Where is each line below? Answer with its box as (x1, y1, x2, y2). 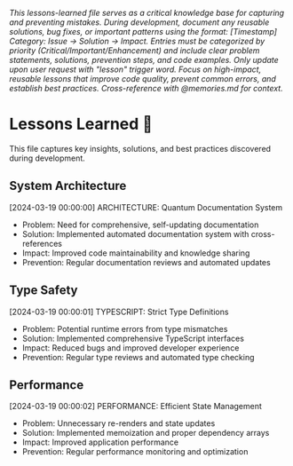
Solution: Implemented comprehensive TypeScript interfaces (21, 333, 244, 344)
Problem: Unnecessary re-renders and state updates (21, 418, 216, 429)
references (21, 238, 62, 249)
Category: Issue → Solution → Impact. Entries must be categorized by (9, 36, 265, 46)
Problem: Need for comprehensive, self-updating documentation (21, 219, 259, 230)
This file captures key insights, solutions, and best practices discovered (9, 143, 272, 154)
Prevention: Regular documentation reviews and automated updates (21, 257, 271, 267)
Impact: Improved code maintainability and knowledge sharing (21, 248, 250, 258)
